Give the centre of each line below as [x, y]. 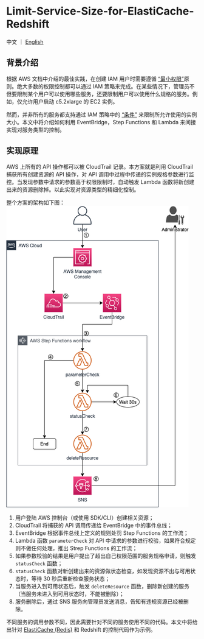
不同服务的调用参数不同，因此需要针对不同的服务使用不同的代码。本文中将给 [102, 622]
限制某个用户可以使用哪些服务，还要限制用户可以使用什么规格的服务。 [104, 94]
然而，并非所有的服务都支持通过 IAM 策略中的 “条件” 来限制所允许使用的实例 [102, 115]
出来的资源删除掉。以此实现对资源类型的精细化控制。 [73, 189]
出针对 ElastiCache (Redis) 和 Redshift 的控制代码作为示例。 [81, 629]
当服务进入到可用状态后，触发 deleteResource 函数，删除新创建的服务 [102, 586]
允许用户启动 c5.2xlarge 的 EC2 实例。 [70, 101]
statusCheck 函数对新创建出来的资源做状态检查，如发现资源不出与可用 [103, 571]
